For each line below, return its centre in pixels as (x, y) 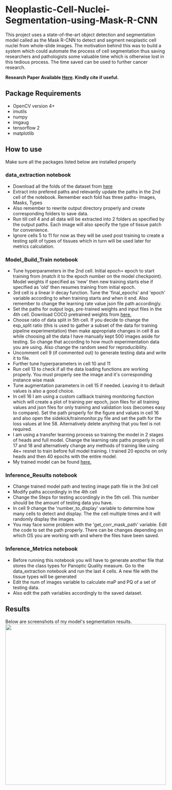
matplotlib (23, 133)
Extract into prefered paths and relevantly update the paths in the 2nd (87, 192)
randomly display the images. (44, 519)
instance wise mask (34, 380)
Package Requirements (43, 94)
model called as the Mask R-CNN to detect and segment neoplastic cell (81, 40)
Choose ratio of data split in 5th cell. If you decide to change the (81, 320)
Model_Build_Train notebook (42, 260)
